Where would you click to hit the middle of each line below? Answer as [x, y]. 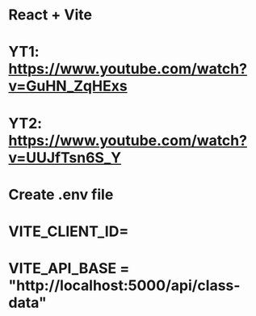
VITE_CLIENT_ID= [69, 231]
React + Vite [50, 15]
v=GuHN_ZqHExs [68, 86]
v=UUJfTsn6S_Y [65, 157]
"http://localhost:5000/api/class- [124, 286]
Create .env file [61, 194]
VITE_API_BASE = [69, 269]
